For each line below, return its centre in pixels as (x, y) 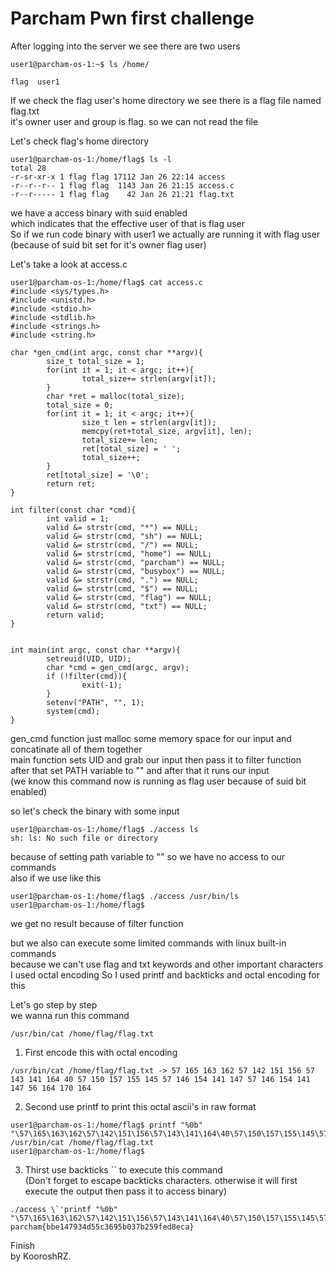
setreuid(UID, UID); (89, 658)
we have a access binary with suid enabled (99, 213)
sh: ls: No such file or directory (84, 838)
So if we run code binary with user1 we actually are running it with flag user (165, 234)
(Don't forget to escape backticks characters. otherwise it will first (161, 1180)
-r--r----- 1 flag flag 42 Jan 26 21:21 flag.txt (122, 194)
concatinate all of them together (76, 749)
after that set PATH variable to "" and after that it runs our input (140, 770)
